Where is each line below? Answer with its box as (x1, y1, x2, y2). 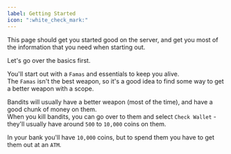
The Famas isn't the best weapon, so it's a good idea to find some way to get (7, 77, 224, 85)
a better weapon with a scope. (7, 84, 94, 93)
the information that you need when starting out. (7, 43, 146, 51)
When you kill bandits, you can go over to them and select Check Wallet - (7, 112, 217, 121)
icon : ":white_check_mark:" (7, 17, 89, 23)
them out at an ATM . (7, 140, 62, 148)
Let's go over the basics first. (7, 56, 91, 64)
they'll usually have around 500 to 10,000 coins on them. (7, 119, 166, 128)
